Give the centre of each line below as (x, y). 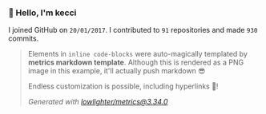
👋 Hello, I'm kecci (42, 13)
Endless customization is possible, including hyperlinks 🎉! (123, 86)
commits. (24, 38)
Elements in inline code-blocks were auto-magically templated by (138, 54)
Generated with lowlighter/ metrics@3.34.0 (98, 102)
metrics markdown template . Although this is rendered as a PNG (136, 62)
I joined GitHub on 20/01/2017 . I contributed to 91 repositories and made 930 (133, 30)
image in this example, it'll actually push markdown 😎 (117, 71)
